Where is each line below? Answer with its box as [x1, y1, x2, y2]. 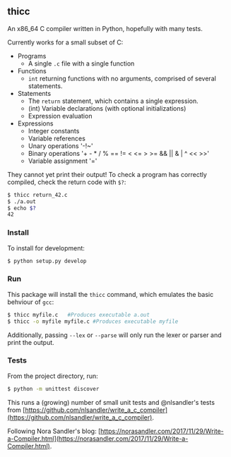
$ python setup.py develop [7, 257, 87, 264]
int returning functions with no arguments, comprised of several [28, 74, 217, 83]
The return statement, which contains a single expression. [28, 97, 199, 105]
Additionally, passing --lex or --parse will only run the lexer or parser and [7, 331, 222, 339]
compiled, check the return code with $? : [7, 178, 126, 186]
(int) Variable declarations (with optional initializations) [28, 104, 186, 112]
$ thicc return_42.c [7, 191, 69, 198]
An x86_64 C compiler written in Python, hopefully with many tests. [7, 24, 203, 32]
